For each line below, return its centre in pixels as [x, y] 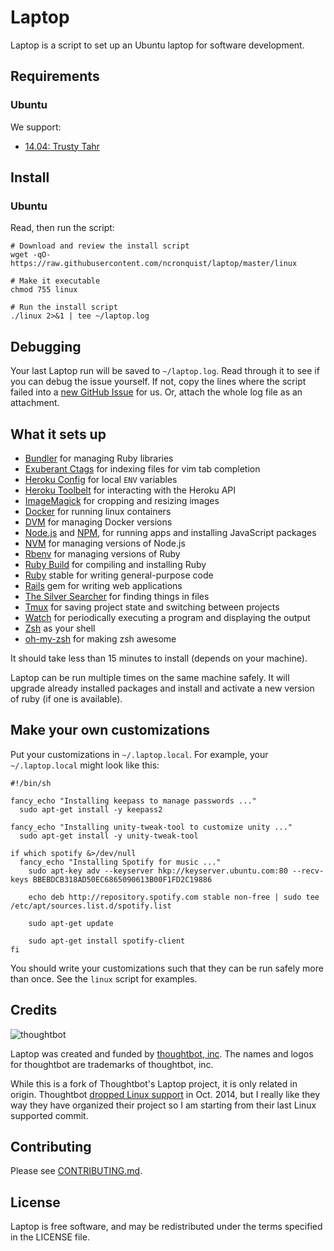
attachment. [35, 403]
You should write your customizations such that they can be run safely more [167, 968]
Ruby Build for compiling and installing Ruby [115, 564]
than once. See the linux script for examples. [104, 978]
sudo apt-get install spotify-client [107, 941]
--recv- [308, 871]
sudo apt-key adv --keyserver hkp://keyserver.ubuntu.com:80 [158, 871]
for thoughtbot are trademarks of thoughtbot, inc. [112, 1064]
